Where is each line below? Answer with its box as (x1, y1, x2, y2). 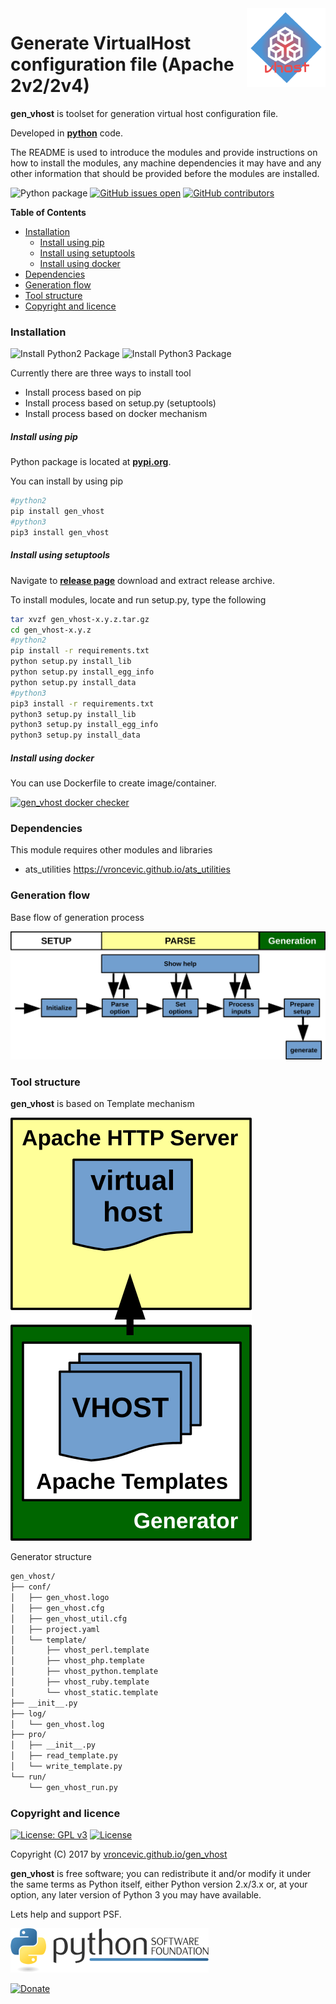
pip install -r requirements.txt (10, 646, 150, 656)
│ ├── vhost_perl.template (10, 1645, 150, 1656)
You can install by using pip (10, 475, 124, 487)
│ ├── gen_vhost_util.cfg (10, 1613, 128, 1624)
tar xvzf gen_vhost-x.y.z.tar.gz (10, 614, 150, 624)
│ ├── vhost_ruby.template (10, 1677, 150, 1687)
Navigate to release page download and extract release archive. (10, 574, 276, 586)
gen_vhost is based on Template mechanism (10, 1098, 195, 1110)
